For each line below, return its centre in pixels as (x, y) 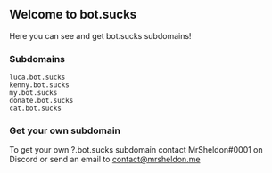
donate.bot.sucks (41, 101)
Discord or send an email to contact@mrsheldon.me (105, 160)
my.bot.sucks (33, 93)
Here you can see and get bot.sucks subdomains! (100, 35)
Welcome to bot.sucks (73, 15)
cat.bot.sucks (36, 109)
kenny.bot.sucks (39, 85)
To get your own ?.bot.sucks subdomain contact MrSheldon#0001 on (136, 150)
